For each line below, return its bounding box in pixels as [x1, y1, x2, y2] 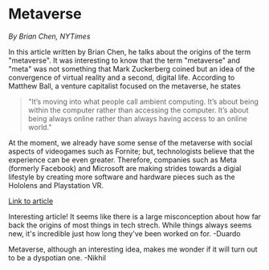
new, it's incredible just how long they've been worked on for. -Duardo [8, 228, 241, 238]
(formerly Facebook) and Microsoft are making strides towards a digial [8, 163, 242, 173]
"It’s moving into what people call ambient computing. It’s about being [27, 96, 259, 106]
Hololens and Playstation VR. [8, 180, 104, 190]
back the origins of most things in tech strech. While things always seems [8, 220, 252, 230]
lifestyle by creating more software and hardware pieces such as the [8, 172, 235, 182]
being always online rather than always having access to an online [27, 113, 247, 123]
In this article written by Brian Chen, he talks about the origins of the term [8, 47, 251, 56]
